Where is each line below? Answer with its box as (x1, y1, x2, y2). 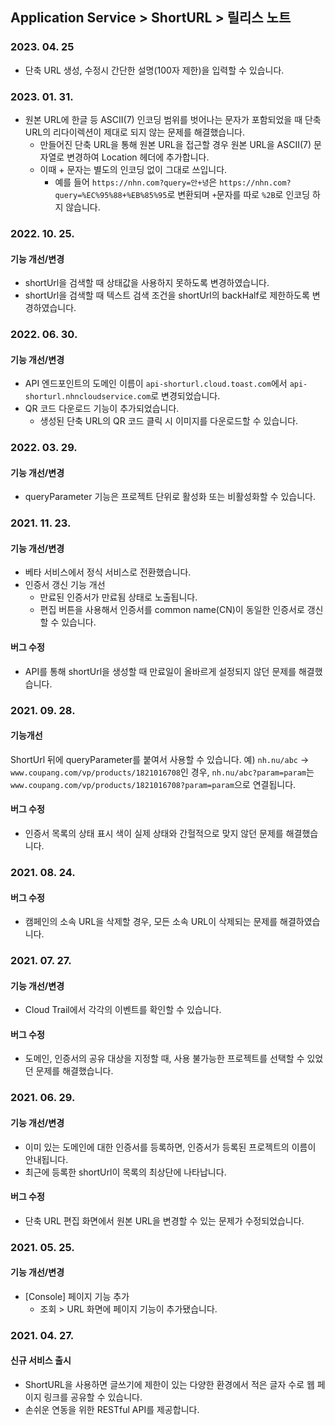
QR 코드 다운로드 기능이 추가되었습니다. (24, 403, 180, 415)
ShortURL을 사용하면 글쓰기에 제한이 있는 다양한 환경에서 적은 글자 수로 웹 (24, 1379, 315, 1391)
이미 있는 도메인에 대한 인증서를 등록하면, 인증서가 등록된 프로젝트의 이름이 (24, 1141, 317, 1153)
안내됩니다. (24, 1153, 69, 1165)
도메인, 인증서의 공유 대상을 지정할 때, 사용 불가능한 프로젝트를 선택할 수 (24, 1053, 305, 1065)
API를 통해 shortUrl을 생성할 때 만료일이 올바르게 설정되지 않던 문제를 (24, 665, 297, 677)
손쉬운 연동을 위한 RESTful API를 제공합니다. (24, 1404, 200, 1416)
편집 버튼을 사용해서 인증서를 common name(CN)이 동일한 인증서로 (39, 604, 305, 616)
